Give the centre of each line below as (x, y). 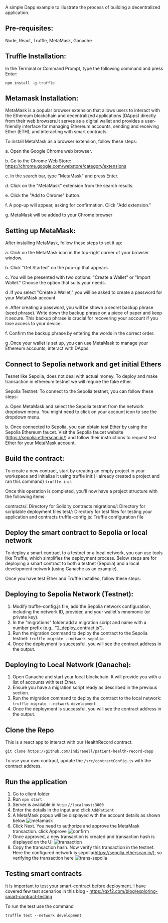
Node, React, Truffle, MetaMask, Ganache (49, 40)
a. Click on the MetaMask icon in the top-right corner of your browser (77, 253)
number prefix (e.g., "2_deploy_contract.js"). (58, 628)
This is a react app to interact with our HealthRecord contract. (69, 742)
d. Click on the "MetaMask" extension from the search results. (69, 186)
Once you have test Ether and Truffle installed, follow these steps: (73, 578)
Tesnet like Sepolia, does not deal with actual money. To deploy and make (81, 376)
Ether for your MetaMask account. (41, 443)
